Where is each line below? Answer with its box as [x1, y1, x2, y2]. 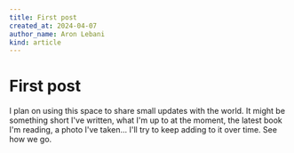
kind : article [9, 37, 62, 47]
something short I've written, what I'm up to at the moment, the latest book [9, 115, 282, 125]
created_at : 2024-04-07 [9, 21, 98, 30]
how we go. [9, 134, 52, 145]
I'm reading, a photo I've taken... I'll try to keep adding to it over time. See [9, 125, 278, 135]
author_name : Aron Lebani [9, 29, 105, 38]
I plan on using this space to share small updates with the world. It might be [9, 106, 286, 117]
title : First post [9, 12, 77, 22]
